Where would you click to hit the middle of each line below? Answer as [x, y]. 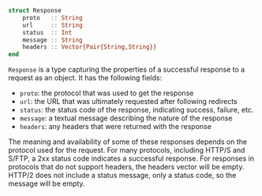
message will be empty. [47, 183]
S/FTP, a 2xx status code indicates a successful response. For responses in [131, 159]
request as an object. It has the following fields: [85, 78]
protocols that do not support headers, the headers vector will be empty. [126, 167]
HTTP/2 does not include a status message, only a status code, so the [122, 176]
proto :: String [52, 18]
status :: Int [47, 32]
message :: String [52, 40]
